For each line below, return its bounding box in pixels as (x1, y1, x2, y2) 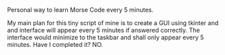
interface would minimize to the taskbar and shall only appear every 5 (7, 33, 204, 41)
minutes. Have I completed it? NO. (7, 41, 104, 48)
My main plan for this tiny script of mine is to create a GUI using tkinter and (7, 19, 219, 26)
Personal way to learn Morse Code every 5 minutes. (7, 6, 154, 14)
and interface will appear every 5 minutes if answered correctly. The (7, 26, 200, 34)
